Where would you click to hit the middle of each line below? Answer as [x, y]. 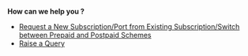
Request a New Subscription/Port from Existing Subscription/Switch [129, 26]
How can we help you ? [46, 11]
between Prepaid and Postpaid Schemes [85, 35]
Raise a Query [41, 43]
